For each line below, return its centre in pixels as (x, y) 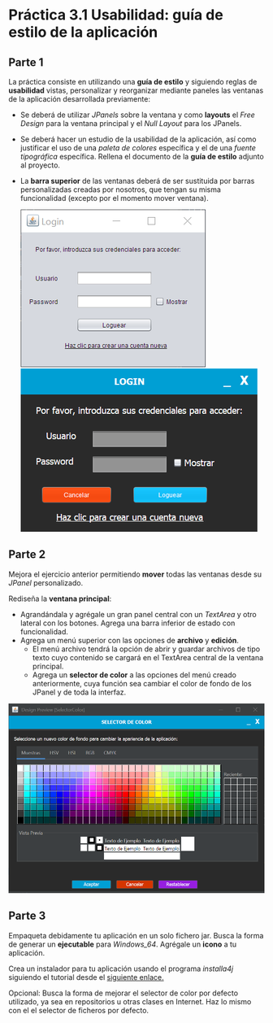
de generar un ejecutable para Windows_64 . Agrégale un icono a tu (123, 944)
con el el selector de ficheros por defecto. (78, 1010)
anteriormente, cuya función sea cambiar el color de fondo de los (142, 683)
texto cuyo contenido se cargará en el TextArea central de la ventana (148, 657)
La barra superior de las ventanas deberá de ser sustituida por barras (137, 181)
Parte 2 (27, 555)
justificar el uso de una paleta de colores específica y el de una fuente (138, 148)
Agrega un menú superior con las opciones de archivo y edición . (130, 640)
